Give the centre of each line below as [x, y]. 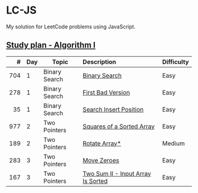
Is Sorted [95, 181]
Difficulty [175, 61]
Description [99, 61]
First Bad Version [106, 92]
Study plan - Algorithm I [51, 45]
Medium [173, 143]
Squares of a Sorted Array [118, 126]
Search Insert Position [113, 109]
